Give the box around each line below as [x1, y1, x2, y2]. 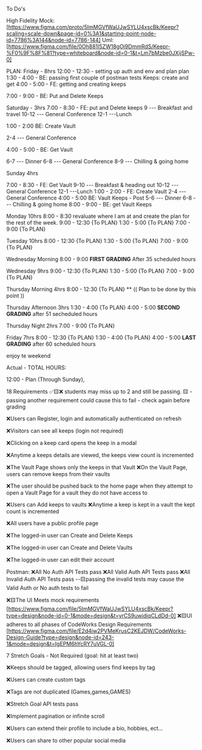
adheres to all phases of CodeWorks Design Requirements [6, 621, 152, 628]
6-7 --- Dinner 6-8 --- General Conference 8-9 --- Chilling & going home [6, 158, 189, 165]
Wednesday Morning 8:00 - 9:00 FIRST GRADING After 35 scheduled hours [6, 256, 196, 262]
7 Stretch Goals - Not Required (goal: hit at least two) [6, 652, 139, 659]
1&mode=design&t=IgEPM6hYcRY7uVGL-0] [6, 640, 115, 647]
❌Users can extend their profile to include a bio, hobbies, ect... [6, 724, 163, 732]
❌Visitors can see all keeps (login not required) [6, 427, 124, 434]
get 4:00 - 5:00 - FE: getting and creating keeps [6, 80, 126, 88]
